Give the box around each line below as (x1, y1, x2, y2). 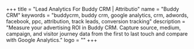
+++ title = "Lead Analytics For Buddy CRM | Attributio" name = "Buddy (6, 6, 179, 12)
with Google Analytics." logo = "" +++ (6, 37, 98, 43)
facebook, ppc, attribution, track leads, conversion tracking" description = (6, 18, 186, 24)
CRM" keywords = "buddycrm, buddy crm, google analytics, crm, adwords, (6, 12, 189, 19)
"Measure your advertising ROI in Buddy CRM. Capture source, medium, (6, 24, 181, 31)
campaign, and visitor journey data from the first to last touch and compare (6, 30, 188, 37)
